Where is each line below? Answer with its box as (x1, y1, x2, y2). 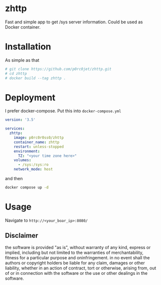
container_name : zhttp (14, 139, 60, 145)
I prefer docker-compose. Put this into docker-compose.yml (5, 108, 122, 114)
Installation (5, 41, 51, 52)
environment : (14, 149, 40, 153)
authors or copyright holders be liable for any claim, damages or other (5, 260, 145, 266)
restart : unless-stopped (14, 144, 64, 149)
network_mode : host (14, 167, 53, 172)
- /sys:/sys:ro (17, 162, 49, 168)
